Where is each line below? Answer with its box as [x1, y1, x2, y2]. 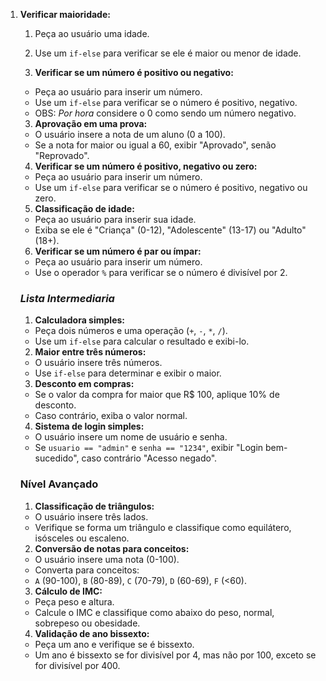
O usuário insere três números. [34, 357, 163, 369]
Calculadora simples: [34, 314, 125, 326]
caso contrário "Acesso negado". [81, 452, 218, 464]
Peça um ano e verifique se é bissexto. [34, 638, 195, 650]
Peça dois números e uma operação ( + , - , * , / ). [34, 325, 228, 337]
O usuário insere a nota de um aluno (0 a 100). [34, 129, 226, 140]
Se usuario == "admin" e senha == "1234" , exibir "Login [34, 442, 264, 454]
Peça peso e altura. [34, 595, 115, 608]
